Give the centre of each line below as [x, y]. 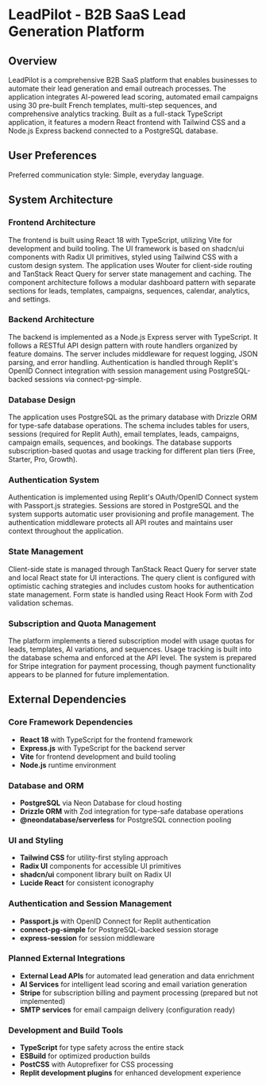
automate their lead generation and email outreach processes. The [117, 88]
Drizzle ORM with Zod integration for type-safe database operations [131, 811]
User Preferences [52, 156]
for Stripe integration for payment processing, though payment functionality [132, 666]
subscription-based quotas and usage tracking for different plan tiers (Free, [132, 451]
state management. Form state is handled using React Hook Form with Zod [131, 594]
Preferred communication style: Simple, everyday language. [106, 175]
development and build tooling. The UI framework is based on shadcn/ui [126, 248]
